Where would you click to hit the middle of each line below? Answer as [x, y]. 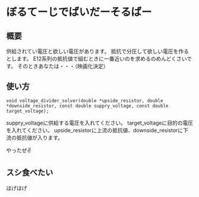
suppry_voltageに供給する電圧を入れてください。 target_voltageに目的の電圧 [100, 123]
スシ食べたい [30, 173]
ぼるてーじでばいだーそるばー [79, 12]
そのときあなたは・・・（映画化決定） [63, 66]
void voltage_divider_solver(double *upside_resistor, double [85, 101]
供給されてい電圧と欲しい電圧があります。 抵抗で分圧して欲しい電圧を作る [97, 51]
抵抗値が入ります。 [40, 138]
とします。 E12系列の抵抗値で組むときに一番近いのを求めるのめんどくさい [97, 59]
